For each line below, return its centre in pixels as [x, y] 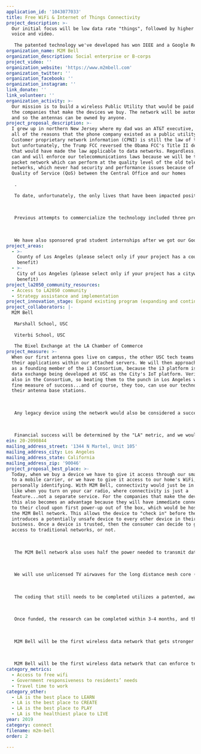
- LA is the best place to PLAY [52, 708]
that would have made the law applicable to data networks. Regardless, [104, 151]
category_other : [26, 692]
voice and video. [33, 34]
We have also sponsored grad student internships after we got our [100, 240]
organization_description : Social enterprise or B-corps [79, 56]
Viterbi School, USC [40, 335]
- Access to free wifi [40, 675]
